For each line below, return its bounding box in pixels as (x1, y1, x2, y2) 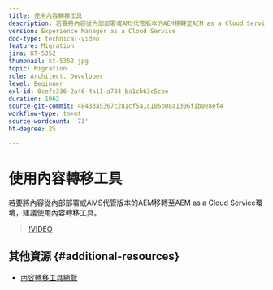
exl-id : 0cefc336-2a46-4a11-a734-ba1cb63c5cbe (8, 87, 169, 96)
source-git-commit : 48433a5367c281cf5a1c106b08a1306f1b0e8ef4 (8, 102, 223, 110)
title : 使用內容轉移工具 (8, 11, 83, 20)
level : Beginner (8, 79, 63, 87)
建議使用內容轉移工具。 (22, 207, 102, 217)
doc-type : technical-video (8, 34, 100, 43)
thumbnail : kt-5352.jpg (8, 58, 89, 66)
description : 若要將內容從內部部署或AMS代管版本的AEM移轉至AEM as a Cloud (8, 19, 244, 28)
